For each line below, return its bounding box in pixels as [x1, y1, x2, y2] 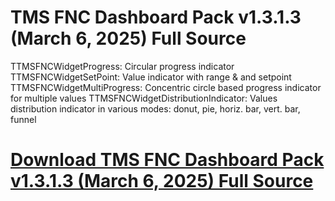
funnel [10, 113, 37, 125]
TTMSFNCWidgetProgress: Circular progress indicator [10, 60, 235, 72]
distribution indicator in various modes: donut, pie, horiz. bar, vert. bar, [10, 102, 301, 115]
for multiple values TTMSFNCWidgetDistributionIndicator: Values [10, 92, 278, 104]
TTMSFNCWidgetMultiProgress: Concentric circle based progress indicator [10, 81, 322, 93]
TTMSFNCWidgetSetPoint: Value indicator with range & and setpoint [10, 71, 292, 83]
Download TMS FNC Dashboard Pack [10, 149, 325, 171]
